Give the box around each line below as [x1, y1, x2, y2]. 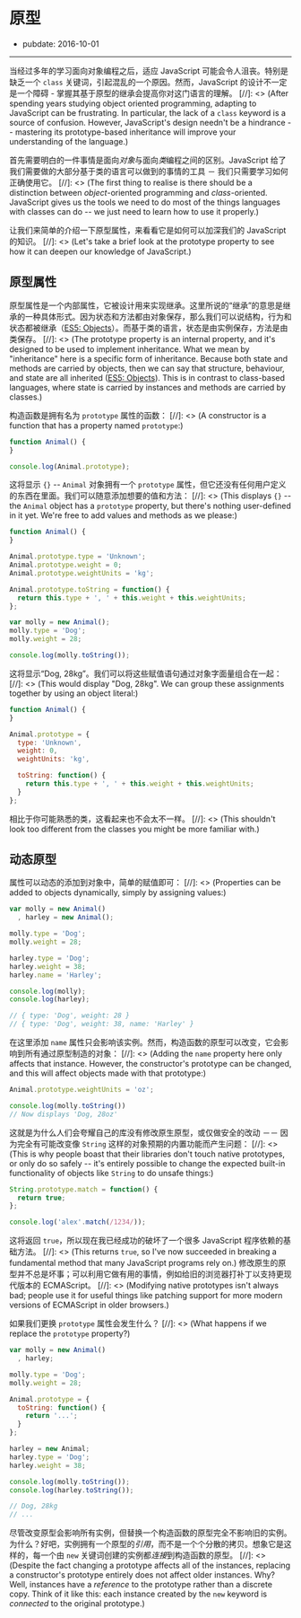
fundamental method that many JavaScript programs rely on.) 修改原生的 [9, 1258, 279, 1269]
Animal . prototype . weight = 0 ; [9, 560, 123, 569]
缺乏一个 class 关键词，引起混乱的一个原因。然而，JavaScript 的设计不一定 [9, 76, 288, 87]
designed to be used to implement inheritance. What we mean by [9, 343, 250, 355]
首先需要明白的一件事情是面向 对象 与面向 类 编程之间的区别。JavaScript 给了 [9, 154, 287, 165]
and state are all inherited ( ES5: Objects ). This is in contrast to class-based [9, 372, 285, 383]
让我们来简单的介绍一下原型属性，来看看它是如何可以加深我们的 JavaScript [9, 224, 287, 235]
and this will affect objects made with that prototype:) [9, 1068, 207, 1078]
